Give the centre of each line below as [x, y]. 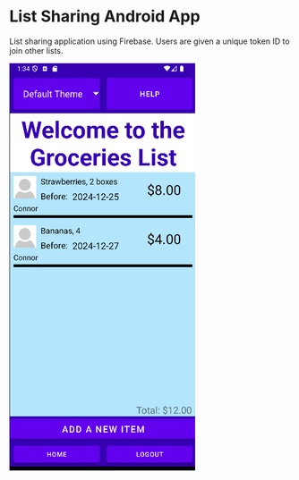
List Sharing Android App [105, 17]
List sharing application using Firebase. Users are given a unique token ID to [149, 41]
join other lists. [37, 50]
